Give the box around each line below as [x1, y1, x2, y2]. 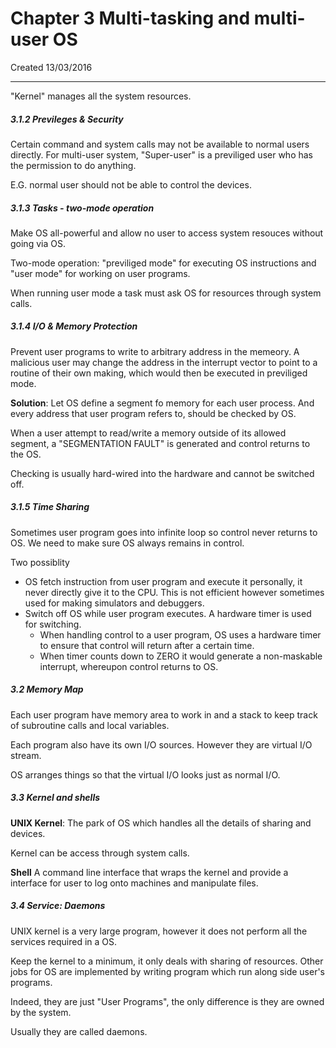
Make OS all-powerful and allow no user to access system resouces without [10, 227, 324, 239]
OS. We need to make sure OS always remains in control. [10, 537, 245, 549]
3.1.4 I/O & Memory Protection [10, 320, 138, 332]
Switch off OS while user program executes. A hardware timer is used [24, 607, 312, 619]
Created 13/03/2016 [10, 61, 93, 73]
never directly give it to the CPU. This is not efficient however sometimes [24, 586, 325, 598]
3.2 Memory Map [10, 683, 84, 696]
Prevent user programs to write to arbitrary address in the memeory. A [10, 345, 300, 357]
